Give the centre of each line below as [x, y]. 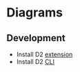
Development [36, 38]
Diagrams [35, 13]
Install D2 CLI [35, 62]
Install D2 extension [44, 54]
